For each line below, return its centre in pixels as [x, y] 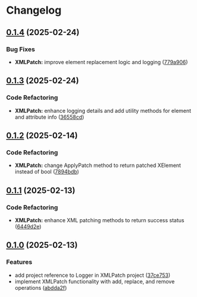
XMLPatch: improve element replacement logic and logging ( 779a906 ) [101, 62]
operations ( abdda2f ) [41, 287]
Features [19, 262]
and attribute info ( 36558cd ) [49, 117]
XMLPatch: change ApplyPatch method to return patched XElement [98, 165]
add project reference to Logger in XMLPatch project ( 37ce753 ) [93, 275]
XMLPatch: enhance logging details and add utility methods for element [103, 110]
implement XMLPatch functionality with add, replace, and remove [95, 281]
